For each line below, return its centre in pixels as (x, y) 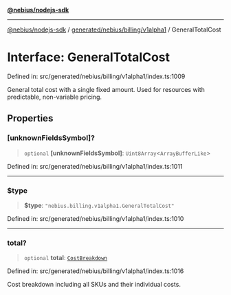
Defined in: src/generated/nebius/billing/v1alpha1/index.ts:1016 (96, 271)
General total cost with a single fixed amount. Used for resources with (106, 89)
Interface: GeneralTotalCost (89, 57)
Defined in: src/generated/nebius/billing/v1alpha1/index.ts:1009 (96, 76)
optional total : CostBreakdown (66, 258)
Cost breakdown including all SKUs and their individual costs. (94, 285)
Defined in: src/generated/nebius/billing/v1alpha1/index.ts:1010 (96, 218)
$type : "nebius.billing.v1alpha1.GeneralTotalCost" (99, 205)
